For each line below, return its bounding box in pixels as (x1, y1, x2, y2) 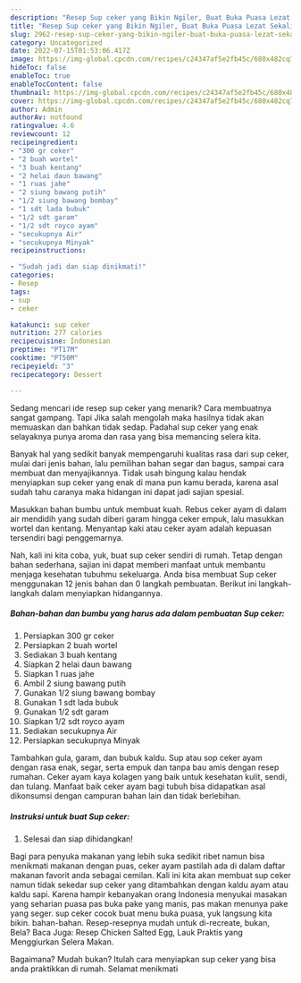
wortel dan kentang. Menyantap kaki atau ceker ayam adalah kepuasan (10, 523, 272, 534)
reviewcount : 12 (10, 130, 71, 139)
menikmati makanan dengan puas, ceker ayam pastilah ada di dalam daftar (10, 860, 286, 871)
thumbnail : (10, 88, 51, 97)
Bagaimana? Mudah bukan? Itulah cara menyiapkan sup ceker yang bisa (10, 954, 276, 965)
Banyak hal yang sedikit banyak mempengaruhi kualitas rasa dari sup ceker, (10, 449, 289, 459)
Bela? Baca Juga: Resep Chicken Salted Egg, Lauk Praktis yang (10, 927, 244, 938)
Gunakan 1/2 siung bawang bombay (22, 688, 155, 698)
